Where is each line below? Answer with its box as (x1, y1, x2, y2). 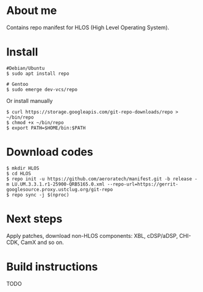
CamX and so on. (20, 238, 64, 246)
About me (6, 4, 57, 18)
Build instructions (6, 260, 98, 274)
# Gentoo (6, 81, 29, 87)
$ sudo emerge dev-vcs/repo (6, 86, 78, 92)
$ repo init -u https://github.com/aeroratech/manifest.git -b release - (6, 176, 198, 182)
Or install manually (6, 97, 53, 104)
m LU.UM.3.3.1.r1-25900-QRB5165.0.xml (6, 181, 105, 187)
